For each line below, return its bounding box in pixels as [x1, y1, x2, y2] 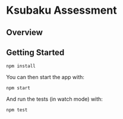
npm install [6, 63, 36, 69]
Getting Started [6, 47, 65, 57]
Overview [6, 27, 43, 37]
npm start [6, 85, 31, 91]
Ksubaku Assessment [6, 4, 117, 17]
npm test [6, 107, 28, 113]
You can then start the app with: [6, 74, 85, 81]
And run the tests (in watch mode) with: [6, 96, 103, 103]
